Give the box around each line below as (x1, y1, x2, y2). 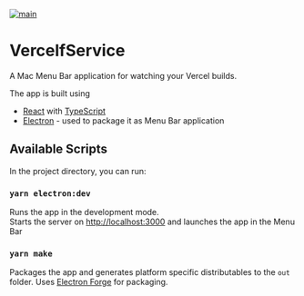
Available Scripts (9, 142, 107, 157)
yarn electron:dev (9, 188, 91, 199)
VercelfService (9, 41, 126, 61)
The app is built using (9, 87, 91, 99)
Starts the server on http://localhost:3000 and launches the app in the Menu (9, 216, 296, 227)
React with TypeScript (22, 105, 106, 116)
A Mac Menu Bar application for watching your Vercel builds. (9, 70, 238, 81)
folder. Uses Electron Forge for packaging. (9, 277, 168, 288)
